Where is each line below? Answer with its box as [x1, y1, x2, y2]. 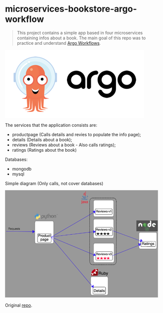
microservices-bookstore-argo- [5, 3, 137, 15]
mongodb [12, 166, 32, 172]
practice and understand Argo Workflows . [16, 40, 101, 46]
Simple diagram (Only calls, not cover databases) [5, 180, 103, 186]
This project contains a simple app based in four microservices [16, 30, 143, 35]
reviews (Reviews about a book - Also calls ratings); [12, 142, 116, 148]
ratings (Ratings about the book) [12, 147, 77, 153]
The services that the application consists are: [5, 122, 98, 128]
